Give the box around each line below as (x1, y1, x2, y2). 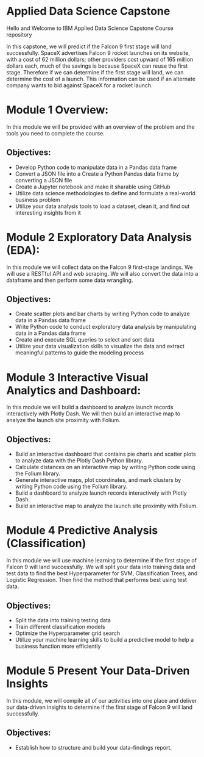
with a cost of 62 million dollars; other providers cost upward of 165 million (6, 56, 194, 63)
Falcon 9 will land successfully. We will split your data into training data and (6, 563, 196, 571)
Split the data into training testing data (15, 616, 111, 623)
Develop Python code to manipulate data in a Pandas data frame (15, 163, 177, 171)
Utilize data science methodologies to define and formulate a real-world (15, 189, 196, 196)
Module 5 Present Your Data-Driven (6, 664, 190, 678)
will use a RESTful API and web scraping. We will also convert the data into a (6, 270, 199, 277)
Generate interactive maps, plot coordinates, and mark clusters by (15, 476, 181, 484)
